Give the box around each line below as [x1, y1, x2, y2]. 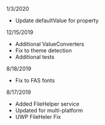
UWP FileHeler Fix [15, 113, 61, 120]
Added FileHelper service [15, 100, 79, 107]
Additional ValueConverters [15, 41, 84, 47]
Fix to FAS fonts [15, 77, 55, 84]
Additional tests [15, 53, 55, 60]
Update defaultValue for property [15, 17, 99, 24]
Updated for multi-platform [15, 107, 84, 114]
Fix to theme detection [15, 47, 72, 54]
